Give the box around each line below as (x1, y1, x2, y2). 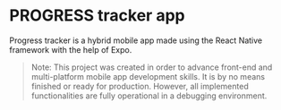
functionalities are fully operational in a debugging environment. (30, 90, 268, 101)
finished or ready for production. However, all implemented (30, 80, 249, 91)
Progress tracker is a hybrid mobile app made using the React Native (9, 35, 263, 46)
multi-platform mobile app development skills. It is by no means (30, 71, 266, 81)
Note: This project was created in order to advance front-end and (30, 62, 273, 72)
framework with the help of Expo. (9, 44, 132, 55)
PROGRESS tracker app (9, 5, 185, 26)
